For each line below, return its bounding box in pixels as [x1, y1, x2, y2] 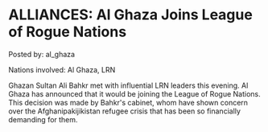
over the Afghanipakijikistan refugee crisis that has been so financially [8, 106, 241, 116]
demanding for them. [8, 114, 78, 124]
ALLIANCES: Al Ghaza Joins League [8, 6, 254, 24]
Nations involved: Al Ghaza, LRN [8, 64, 116, 74]
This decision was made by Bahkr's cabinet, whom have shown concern [8, 97, 248, 107]
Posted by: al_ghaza [8, 49, 75, 59]
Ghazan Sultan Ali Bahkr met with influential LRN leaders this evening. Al [8, 80, 249, 90]
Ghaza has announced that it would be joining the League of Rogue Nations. [8, 89, 261, 98]
